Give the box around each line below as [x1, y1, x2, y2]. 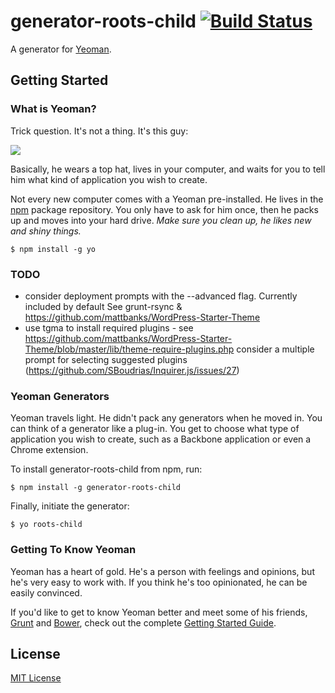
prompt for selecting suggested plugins [24, 353, 188, 365]
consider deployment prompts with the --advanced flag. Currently [24, 290, 298, 302]
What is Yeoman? [10, 102, 97, 116]
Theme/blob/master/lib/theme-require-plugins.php [24, 343, 235, 355]
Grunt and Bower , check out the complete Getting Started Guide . [10, 616, 277, 629]
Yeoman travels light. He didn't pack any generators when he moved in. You [10, 412, 323, 424]
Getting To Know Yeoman [10, 543, 137, 557]
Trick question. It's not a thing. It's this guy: [10, 125, 189, 137]
